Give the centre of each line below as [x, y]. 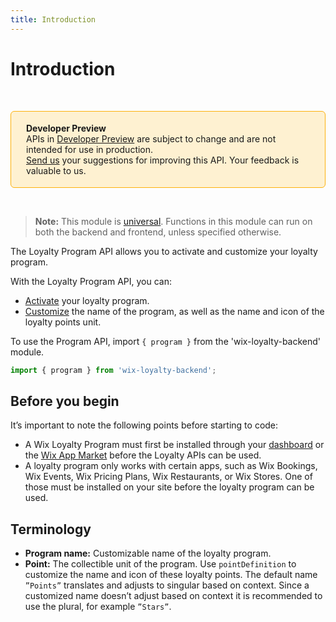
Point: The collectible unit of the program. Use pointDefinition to [160, 564]
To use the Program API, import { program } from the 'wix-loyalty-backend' [166, 341]
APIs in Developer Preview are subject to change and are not [151, 138]
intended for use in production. [90, 149]
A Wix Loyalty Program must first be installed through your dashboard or [174, 445]
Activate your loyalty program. [87, 300]
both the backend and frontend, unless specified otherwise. [158, 232]
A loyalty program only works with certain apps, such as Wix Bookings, [171, 466]
